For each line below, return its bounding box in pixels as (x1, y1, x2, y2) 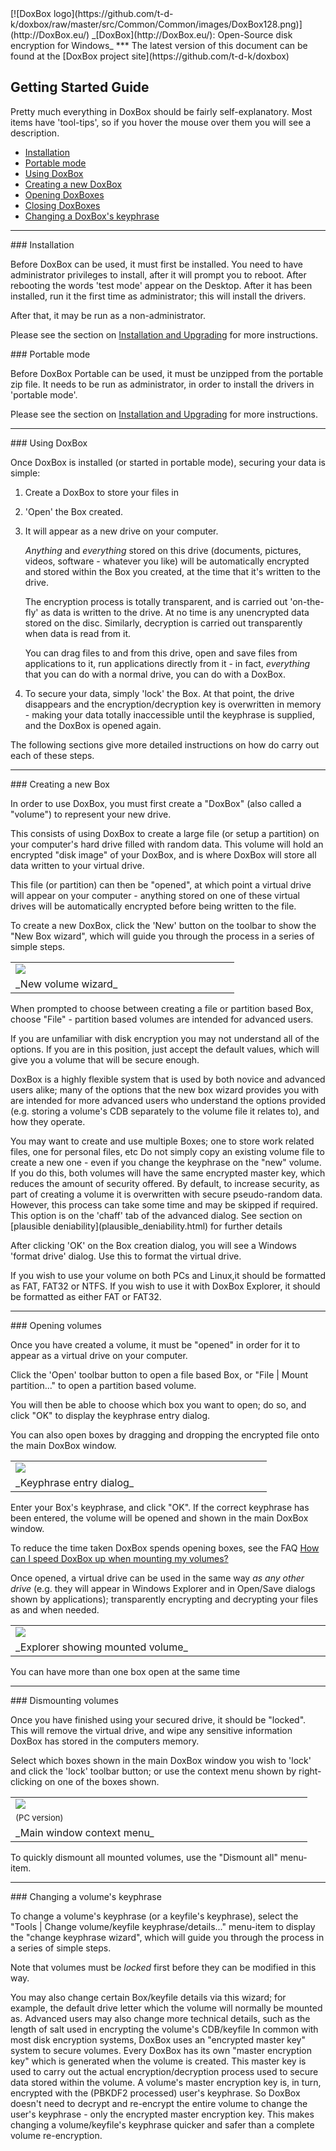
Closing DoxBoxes (24, 199, 101, 211)
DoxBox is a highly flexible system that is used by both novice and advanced (10, 1073, 326, 1085)
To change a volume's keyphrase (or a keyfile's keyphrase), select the (10, 1910, 299, 1922)
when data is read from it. (24, 627, 132, 639)
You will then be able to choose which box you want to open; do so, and (10, 1398, 307, 1411)
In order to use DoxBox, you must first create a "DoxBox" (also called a (10, 797, 302, 809)
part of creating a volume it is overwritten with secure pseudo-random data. (10, 1188, 323, 1200)
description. (10, 127, 60, 139)
